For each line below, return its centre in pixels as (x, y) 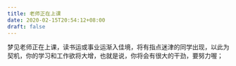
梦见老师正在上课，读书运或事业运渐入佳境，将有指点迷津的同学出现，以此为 (118, 47)
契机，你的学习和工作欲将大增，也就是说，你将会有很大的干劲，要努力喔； (115, 56)
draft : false (26, 26)
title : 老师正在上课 (34, 14)
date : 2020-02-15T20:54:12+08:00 (56, 20)
